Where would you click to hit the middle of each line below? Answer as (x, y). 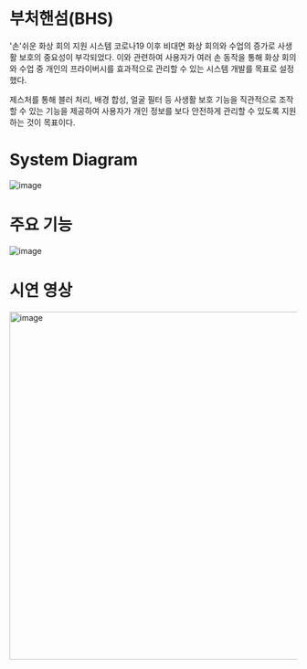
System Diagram (74, 160)
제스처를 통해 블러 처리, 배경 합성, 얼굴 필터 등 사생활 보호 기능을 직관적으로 (143, 99)
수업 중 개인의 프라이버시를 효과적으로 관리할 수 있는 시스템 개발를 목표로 (148, 69)
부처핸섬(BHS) (62, 19)
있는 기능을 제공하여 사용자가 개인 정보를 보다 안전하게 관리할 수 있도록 (154, 111)
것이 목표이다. (51, 122)
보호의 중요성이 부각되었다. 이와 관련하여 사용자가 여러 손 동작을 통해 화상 (149, 57)
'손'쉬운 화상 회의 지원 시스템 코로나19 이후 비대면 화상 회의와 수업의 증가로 (143, 46)
